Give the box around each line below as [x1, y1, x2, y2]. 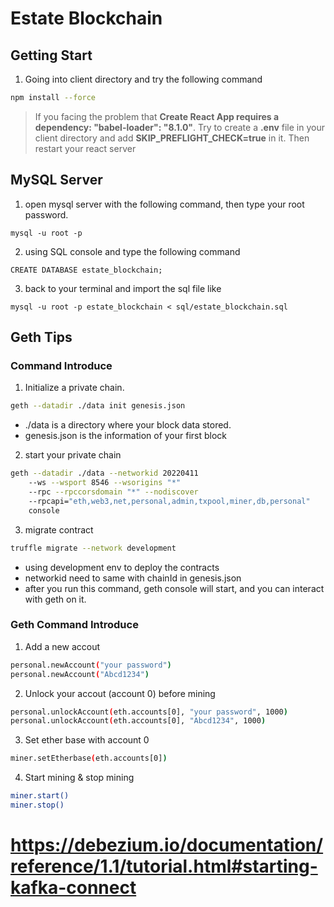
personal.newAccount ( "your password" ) [10, 660, 172, 670]
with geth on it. [24, 593, 87, 605]
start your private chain [24, 449, 122, 461]
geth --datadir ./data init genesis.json [10, 401, 186, 411]
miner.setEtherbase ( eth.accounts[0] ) [10, 753, 168, 764]
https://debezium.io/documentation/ [10, 834, 324, 857]
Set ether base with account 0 [24, 734, 150, 746]
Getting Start [10, 47, 93, 64]
